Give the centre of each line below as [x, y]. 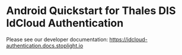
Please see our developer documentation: [57, 39]
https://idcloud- [129, 39]
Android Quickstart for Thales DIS [91, 11]
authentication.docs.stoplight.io [45, 46]
